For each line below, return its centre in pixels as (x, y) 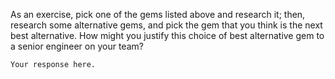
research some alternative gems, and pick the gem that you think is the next (166, 25)
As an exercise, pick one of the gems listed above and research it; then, (158, 14)
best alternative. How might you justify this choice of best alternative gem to (167, 35)
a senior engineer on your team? (77, 46)
